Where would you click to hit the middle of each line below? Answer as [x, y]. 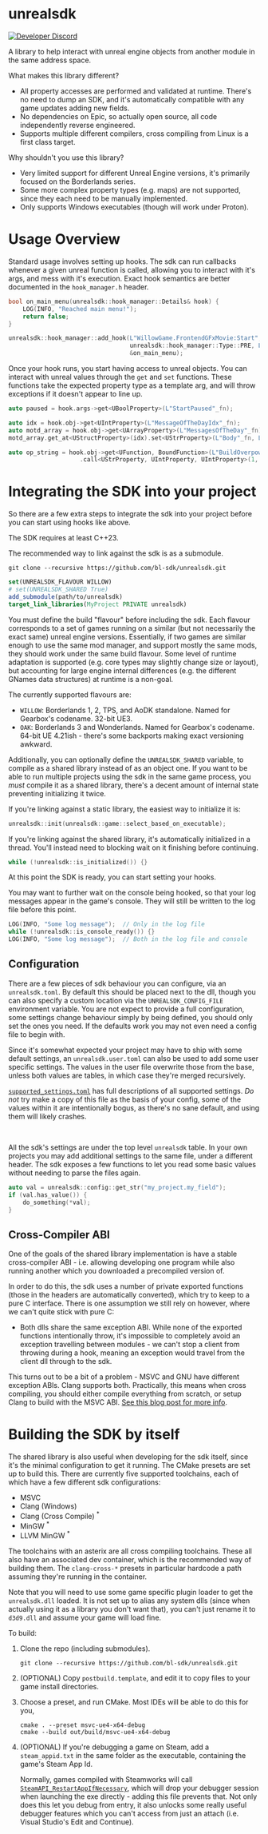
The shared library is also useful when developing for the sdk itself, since [128, 1457]
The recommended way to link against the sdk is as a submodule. [116, 553]
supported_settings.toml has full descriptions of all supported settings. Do [131, 1090]
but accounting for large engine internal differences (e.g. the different [122, 670]
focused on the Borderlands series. [78, 181]
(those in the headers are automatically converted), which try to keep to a [129, 1295]
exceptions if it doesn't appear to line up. [75, 394]
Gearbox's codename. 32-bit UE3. [76, 718]
